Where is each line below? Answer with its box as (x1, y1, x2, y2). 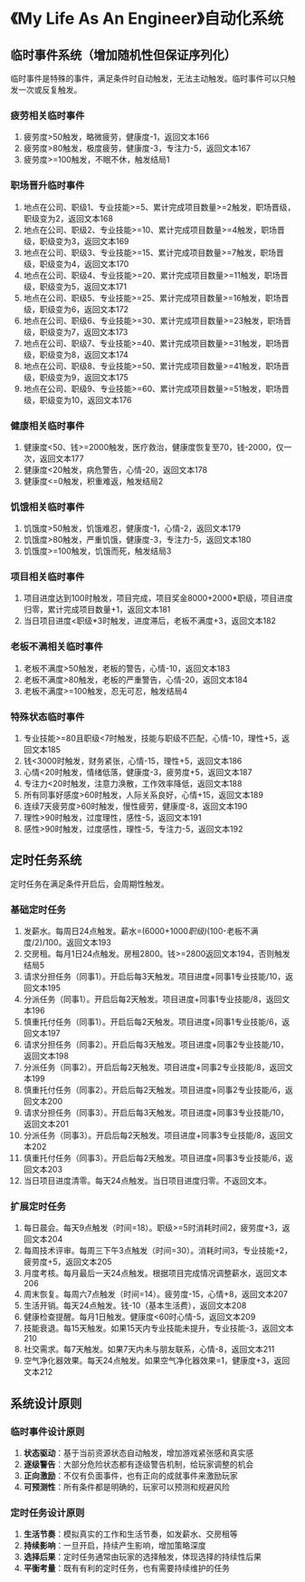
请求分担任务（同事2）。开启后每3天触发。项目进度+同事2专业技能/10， (23, 1039, 289, 1050)
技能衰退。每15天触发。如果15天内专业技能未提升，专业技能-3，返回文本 (23, 1322, 294, 1334)
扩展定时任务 (10, 1200, 67, 1213)
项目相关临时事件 (10, 571, 85, 584)
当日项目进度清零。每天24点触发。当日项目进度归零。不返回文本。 (23, 1175, 272, 1186)
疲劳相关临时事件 (10, 109, 85, 122)
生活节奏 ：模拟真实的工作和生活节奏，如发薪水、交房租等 (23, 1528, 238, 1539)
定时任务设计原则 (10, 1507, 85, 1519)
